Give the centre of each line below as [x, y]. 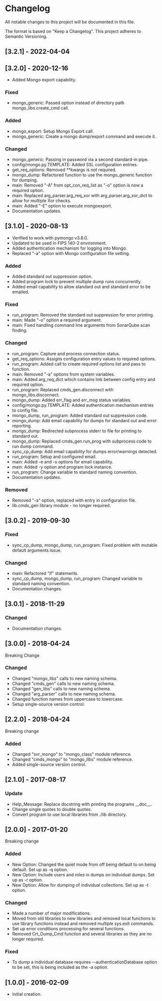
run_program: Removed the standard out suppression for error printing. [83, 315]
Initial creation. [27, 994]
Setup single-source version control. [48, 704]
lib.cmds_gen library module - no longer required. [61, 506]
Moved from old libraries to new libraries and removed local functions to [84, 919]
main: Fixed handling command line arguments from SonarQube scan [81, 325]
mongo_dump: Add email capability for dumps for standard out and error [84, 420]
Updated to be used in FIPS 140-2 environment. [59, 243]
